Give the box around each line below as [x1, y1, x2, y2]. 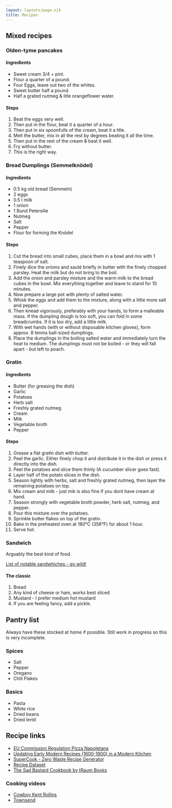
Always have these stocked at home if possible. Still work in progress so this [6, 629, 167, 636]
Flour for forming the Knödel [13, 230, 73, 236]
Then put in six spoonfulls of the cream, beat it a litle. [13, 127, 126, 133]
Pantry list [6, 616, 39, 624]
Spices [6, 647, 24, 655]
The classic [6, 572, 31, 579]
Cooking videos [6, 780, 46, 787]
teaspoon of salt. [13, 258, 49, 265]
